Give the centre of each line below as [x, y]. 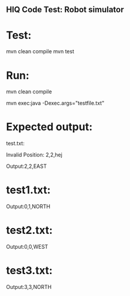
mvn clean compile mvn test [40, 51]
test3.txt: [29, 271]
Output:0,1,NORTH [28, 207]
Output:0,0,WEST [27, 247]
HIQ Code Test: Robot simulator [65, 10]
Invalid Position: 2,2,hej [34, 155]
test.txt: [15, 144]
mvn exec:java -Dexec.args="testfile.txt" [55, 103]
